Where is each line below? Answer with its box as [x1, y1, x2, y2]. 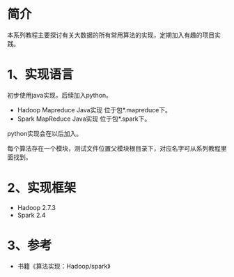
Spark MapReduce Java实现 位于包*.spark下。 [17, 114, 151, 123]
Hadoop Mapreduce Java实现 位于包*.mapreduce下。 [17, 105, 172, 114]
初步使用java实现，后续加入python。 [7, 91, 113, 99]
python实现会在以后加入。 [7, 129, 82, 137]
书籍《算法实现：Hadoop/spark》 [17, 262, 111, 270]
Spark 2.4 [17, 211, 47, 219]
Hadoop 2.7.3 [17, 203, 56, 211]
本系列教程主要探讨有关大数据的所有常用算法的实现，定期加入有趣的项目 [7, 31, 214, 39]
